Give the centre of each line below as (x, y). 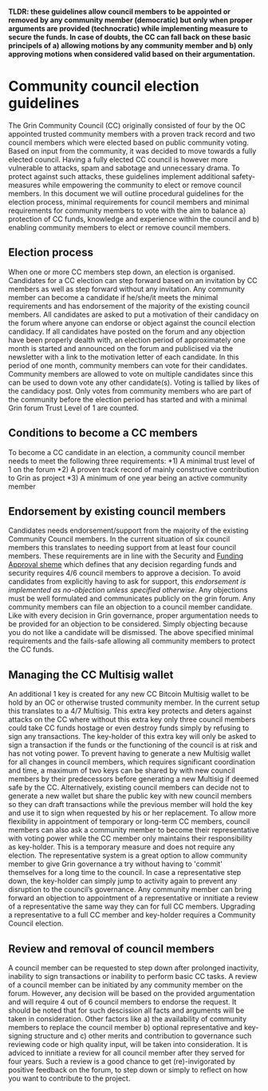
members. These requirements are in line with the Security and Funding (126, 556)
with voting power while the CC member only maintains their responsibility (130, 838)
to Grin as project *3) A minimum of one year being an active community (128, 478)
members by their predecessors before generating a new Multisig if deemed (134, 779)
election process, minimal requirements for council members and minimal (129, 202)
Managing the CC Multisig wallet (91, 675)
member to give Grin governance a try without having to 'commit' (116, 864)
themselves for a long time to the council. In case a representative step (125, 873)
